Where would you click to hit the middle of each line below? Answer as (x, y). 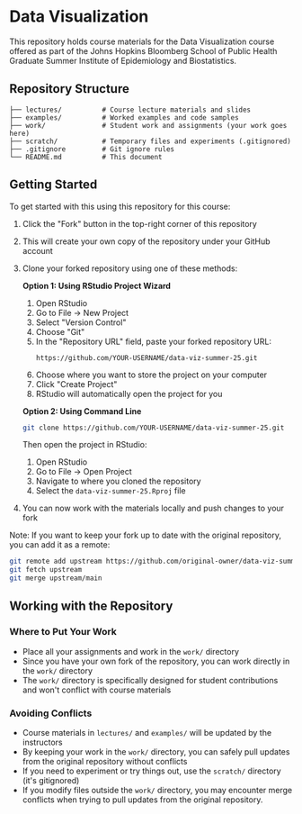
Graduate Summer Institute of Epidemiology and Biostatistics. (123, 60)
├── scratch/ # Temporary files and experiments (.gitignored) (151, 141)
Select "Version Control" (81, 322)
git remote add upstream (56, 561)
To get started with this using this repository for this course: (120, 206)
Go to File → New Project (82, 312)
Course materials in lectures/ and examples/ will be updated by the (147, 733)
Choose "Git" (60, 331)
